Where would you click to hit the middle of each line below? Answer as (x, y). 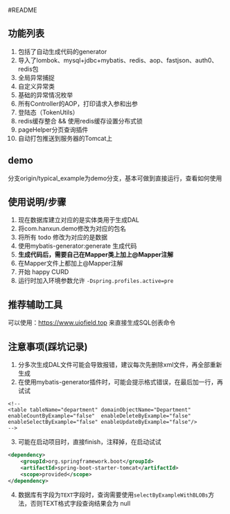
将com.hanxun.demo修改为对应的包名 (72, 229)
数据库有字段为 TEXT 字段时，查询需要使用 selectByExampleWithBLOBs (113, 495)
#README (23, 10)
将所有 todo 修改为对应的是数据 (63, 237)
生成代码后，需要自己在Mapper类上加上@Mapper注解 (96, 255)
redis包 (28, 69)
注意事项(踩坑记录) (48, 346)
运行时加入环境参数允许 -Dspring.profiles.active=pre (96, 281)
